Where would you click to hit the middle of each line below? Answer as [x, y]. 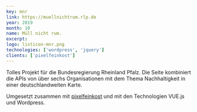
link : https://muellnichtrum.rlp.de [51, 17]
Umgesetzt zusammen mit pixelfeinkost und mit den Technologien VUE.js [95, 96]
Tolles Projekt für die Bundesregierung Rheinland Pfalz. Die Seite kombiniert [98, 72]
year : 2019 [20, 22]
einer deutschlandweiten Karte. [44, 85]
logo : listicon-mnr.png [35, 45]
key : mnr [17, 11]
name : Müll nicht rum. [34, 34]
